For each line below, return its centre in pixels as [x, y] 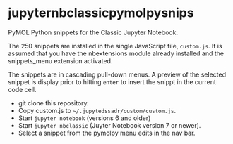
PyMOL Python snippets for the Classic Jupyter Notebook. [93, 32]
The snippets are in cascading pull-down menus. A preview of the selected [117, 74]
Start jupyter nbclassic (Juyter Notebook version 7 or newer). [109, 125]
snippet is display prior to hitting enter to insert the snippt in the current [112, 81]
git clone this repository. [53, 103]
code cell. [23, 89]
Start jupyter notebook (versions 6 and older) [84, 118]
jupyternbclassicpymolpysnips [101, 13]
